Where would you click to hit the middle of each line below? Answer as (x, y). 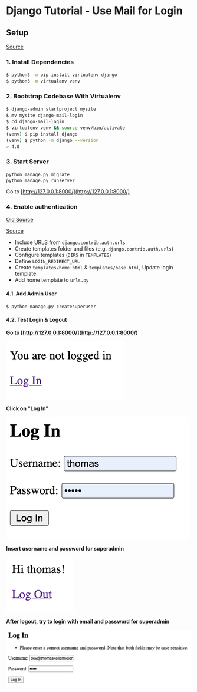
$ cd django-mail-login (35, 122)
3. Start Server (27, 162)
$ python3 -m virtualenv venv (43, 81)
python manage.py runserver (41, 180)
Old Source (20, 220)
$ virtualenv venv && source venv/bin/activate (66, 128)
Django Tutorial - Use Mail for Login (94, 11)
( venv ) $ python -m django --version (52, 140)
